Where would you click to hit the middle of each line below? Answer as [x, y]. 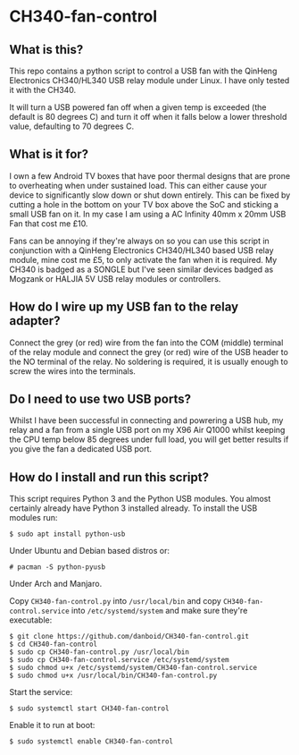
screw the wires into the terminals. [73, 371]
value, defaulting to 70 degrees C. [72, 126]
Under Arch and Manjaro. [56, 584]
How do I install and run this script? [109, 477]
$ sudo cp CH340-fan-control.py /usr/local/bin [100, 652]
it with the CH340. [43, 90]
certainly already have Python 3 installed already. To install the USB [133, 508]
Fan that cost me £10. [49, 223]
